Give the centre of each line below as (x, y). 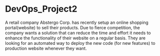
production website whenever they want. (46, 48)
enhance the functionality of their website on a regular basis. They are (75, 38)
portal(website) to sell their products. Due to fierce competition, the (72, 27)
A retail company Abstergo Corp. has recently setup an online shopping (77, 22)
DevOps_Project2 (41, 9)
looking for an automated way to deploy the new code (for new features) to (80, 43)
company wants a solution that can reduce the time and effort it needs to (78, 33)
